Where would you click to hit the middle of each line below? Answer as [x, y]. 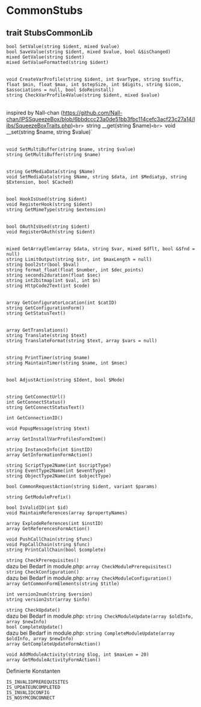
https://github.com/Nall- [92, 113]
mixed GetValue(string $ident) [45, 57]
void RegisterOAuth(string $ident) [51, 232]
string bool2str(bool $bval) [43, 265]
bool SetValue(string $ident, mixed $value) [63, 46]
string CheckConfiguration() [43, 572]
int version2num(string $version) [50, 594]
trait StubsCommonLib [50, 33]
